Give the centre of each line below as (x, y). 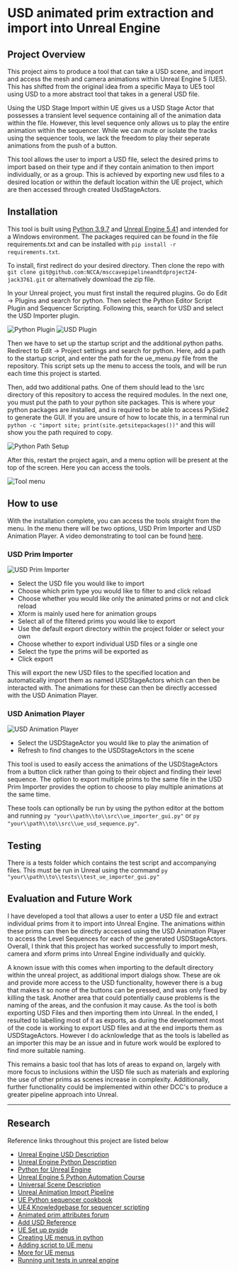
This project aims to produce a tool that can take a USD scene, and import (115, 71)
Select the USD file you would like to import (81, 583)
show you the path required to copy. (60, 432)
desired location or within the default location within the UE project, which (115, 182)
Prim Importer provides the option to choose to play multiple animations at (115, 787)
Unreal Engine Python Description (67, 1162)
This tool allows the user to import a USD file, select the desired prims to (113, 159)
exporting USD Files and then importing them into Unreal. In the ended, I (113, 1012)
